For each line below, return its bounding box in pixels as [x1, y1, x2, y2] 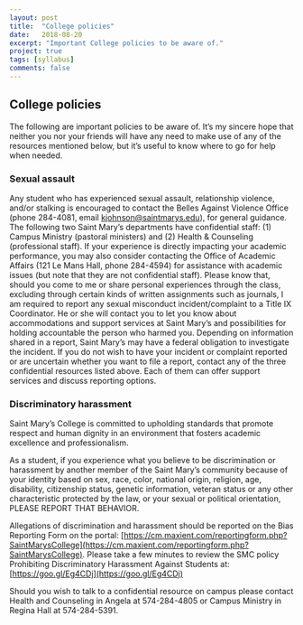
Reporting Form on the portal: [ [9, 530, 124, 541]
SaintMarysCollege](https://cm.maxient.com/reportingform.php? [9, 539, 250, 551]
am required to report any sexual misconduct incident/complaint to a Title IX [9, 298, 292, 309]
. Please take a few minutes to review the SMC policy [82, 549, 280, 560]
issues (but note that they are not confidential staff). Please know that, [9, 269, 271, 280]
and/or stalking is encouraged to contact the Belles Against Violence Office [9, 202, 289, 213]
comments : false [9, 64, 70, 73]
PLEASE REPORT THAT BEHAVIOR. [9, 503, 140, 514]
